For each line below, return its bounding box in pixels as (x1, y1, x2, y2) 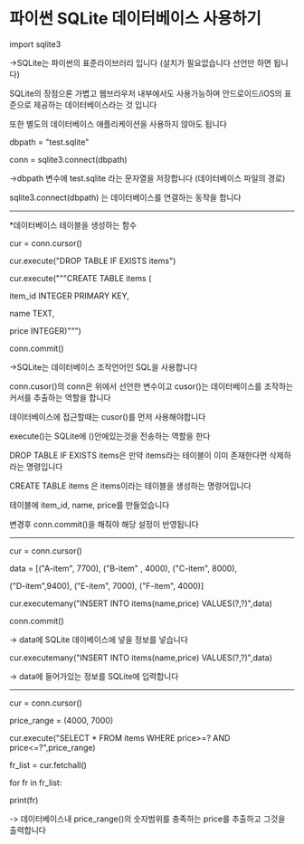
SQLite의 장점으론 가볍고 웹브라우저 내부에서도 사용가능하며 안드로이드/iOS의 (9, 88, 282, 99)
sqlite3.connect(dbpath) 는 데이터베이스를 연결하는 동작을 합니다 (9, 192, 242, 203)
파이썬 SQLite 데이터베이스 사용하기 (9, 8, 261, 29)
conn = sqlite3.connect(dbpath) (9, 154, 128, 165)
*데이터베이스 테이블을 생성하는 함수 (9, 219, 138, 231)
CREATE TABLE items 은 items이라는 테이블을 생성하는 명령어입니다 (9, 480, 252, 491)
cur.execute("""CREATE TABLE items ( (9, 272, 152, 283)
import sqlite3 (9, 38, 62, 50)
